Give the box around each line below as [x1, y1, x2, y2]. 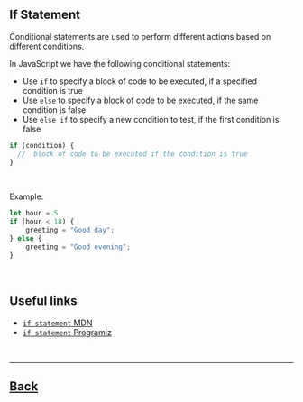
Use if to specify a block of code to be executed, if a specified [22, 76, 257, 87]
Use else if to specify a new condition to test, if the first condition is [22, 114, 280, 124]
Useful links [9, 293, 78, 309]
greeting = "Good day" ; [25, 225, 115, 235]
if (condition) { [9, 141, 75, 150]
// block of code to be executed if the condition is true [17, 149, 248, 159]
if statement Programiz [22, 326, 113, 337]
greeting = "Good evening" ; [25, 242, 131, 251]
